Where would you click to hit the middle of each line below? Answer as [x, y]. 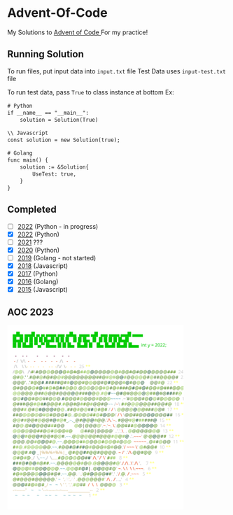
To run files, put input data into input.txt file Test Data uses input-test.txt [116, 71]
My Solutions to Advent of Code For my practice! [78, 32]
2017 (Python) [37, 274]
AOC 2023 [30, 312]
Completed [32, 210]
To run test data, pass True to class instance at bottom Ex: [91, 92]
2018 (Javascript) [43, 266]
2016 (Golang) [38, 282]
